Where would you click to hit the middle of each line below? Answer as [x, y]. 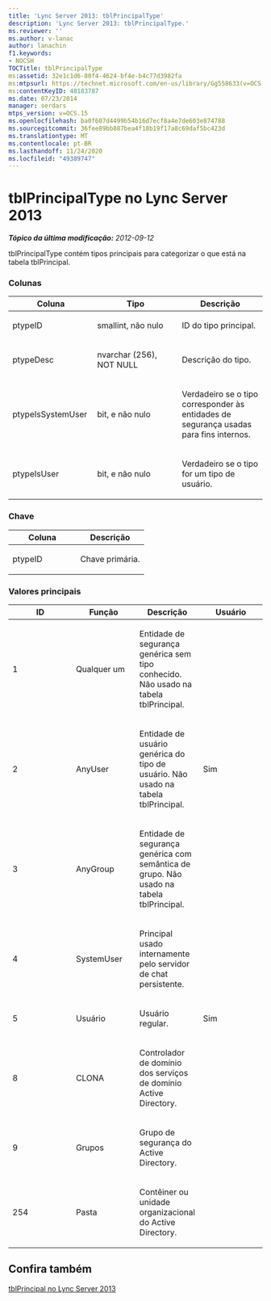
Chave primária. [110, 559]
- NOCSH [21, 61]
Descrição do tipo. [217, 360]
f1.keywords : [30, 53]
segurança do [165, 1143]
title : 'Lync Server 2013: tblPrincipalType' [86, 16]
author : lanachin [38, 46]
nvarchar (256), [127, 355]
